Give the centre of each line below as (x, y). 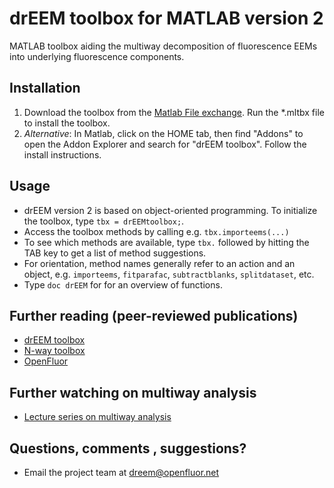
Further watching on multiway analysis (133, 392)
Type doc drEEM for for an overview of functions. (123, 284)
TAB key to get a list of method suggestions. (115, 253)
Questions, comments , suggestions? (128, 448)
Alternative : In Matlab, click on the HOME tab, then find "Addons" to (163, 133)
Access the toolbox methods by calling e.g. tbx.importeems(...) (156, 231)
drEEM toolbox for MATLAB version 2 (166, 18)
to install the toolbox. (67, 123)
